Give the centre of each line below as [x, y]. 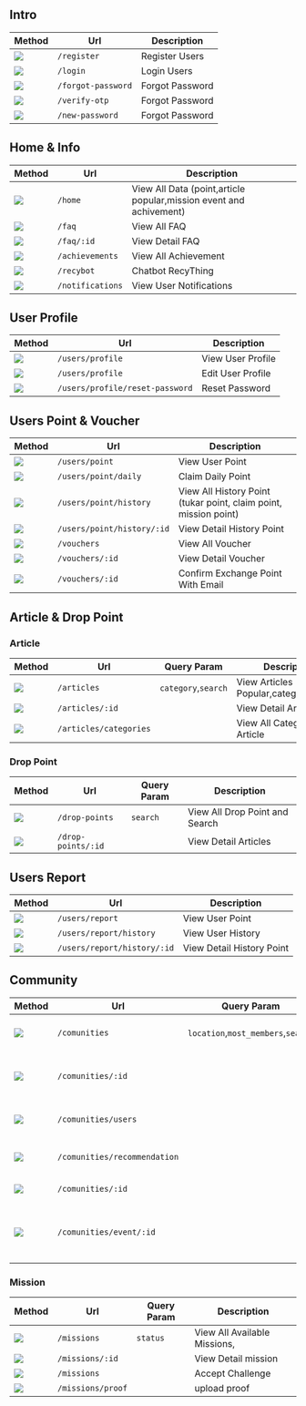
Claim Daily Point [214, 477]
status [151, 1338]
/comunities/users [97, 1119]
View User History [222, 933]
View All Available [232, 1332]
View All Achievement [178, 256]
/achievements [88, 256]
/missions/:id [88, 1359]
